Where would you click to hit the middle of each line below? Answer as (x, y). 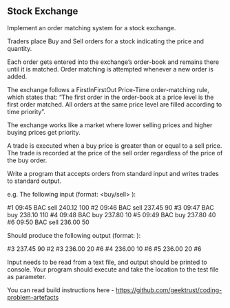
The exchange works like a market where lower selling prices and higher (110, 125)
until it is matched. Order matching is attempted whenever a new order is (111, 69)
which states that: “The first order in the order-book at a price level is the (111, 97)
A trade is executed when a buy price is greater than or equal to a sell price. (115, 145)
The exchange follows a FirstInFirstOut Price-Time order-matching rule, (108, 89)
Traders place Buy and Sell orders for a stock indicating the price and (106, 41)
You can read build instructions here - (61, 290)
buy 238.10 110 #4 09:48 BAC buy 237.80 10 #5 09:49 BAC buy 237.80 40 (112, 214)
